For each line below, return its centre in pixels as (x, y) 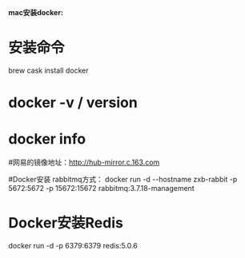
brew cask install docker (48, 70)
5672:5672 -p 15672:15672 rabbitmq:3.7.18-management (101, 189)
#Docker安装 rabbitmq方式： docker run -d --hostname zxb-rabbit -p (123, 180)
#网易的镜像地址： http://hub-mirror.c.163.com (84, 162)
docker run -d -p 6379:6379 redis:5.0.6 (73, 246)
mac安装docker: (36, 12)
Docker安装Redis (66, 223)
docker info (47, 139)
